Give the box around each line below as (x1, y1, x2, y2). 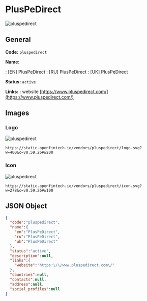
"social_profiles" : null (10, 286, 60, 292)
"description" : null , (10, 253, 53, 259)
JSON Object (5, 202, 47, 211)
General (5, 35, 32, 44)
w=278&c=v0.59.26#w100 (5, 188, 53, 193)
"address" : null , (10, 282, 44, 287)
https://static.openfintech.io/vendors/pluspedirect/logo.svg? (5, 146, 142, 151)
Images (5, 109, 30, 118)
